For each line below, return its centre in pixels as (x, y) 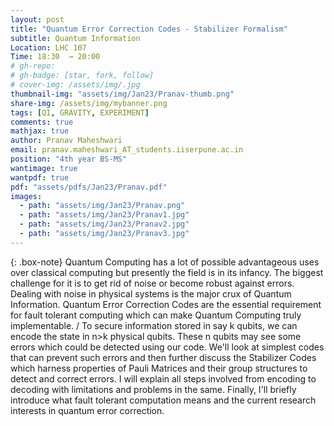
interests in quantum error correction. (87, 410)
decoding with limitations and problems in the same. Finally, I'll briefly (153, 389)
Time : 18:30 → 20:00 (55, 57)
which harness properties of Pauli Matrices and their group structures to (159, 368)
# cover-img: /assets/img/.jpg (75, 85)
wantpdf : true (40, 177)
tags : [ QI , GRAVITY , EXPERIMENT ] (80, 112)
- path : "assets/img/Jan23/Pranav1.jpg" (104, 215)
